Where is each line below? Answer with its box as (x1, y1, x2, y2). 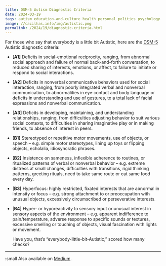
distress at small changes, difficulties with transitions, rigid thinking (12, 166, 149, 172)
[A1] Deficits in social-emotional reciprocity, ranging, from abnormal (12, 54, 151, 60)
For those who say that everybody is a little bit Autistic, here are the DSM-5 (5, 39, 158, 45)
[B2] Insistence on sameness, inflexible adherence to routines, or (12, 155, 145, 161)
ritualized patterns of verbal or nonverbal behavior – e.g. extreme (12, 160, 145, 166)
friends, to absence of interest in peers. (12, 125, 93, 131)
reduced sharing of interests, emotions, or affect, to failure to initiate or (12, 65, 157, 71)
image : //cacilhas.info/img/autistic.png (5, 21, 92, 26)
